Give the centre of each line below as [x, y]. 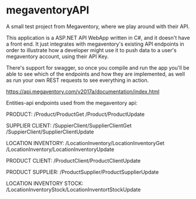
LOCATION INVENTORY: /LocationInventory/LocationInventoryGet [85, 143]
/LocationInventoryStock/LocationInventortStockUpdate [73, 189]
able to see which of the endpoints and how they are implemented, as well [96, 74]
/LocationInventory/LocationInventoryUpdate [60, 149]
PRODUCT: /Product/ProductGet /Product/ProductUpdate [75, 114]
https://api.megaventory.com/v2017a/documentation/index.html [83, 91]
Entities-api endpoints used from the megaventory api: [72, 102]
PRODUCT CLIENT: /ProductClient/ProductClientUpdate [73, 160]
